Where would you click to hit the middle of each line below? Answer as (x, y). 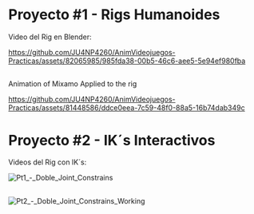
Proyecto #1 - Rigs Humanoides (114, 15)
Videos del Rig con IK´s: (48, 162)
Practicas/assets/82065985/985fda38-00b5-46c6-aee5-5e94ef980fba (127, 61)
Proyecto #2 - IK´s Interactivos (112, 140)
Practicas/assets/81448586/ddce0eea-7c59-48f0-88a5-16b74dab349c (127, 108)
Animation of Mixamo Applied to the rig (73, 84)
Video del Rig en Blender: (50, 37)
